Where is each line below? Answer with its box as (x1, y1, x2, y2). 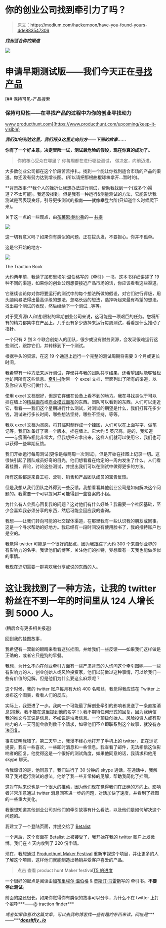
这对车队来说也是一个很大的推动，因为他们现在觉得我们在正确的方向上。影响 (5, 784, 161, 790)
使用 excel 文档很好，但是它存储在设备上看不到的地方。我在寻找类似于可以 (5, 393, 157, 399)
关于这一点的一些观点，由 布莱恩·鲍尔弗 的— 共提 (5, 214, 103, 220)
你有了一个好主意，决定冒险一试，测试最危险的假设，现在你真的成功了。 (5, 147, 152, 153)
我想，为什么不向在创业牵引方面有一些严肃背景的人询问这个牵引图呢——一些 (5, 663, 161, 669)
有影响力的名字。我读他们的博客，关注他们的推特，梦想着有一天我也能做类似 (5, 547, 161, 553)
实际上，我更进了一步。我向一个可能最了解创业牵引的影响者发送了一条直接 (5, 702, 157, 709)
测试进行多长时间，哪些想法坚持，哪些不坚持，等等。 (13, 411, 122, 417)
